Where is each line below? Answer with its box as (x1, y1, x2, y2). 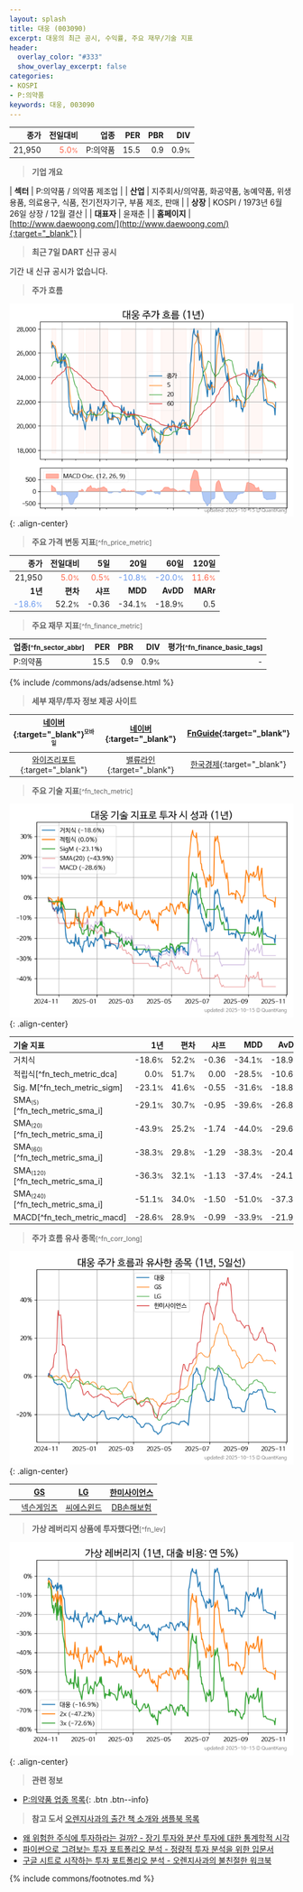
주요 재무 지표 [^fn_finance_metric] (31, 619, 142, 631)
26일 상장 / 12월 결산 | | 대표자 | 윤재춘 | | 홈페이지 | (9, 208, 191, 218)
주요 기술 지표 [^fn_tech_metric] (31, 785, 133, 796)
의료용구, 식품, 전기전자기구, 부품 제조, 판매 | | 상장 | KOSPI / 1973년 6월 (28, 197, 282, 208)
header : (9, 43, 39, 52)
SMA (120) (13, 1164, 47, 1177)
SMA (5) (13, 1094, 40, 1107)
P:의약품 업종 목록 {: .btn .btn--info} (22, 1795, 150, 1805)
